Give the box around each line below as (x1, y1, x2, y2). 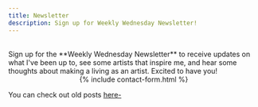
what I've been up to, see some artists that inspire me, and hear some (8, 57, 237, 67)
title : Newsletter (8, 11, 69, 20)
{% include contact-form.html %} (79, 75, 189, 84)
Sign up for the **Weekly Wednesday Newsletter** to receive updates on (8, 49, 251, 59)
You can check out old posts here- (8, 90, 122, 99)
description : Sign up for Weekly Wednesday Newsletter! (8, 19, 197, 27)
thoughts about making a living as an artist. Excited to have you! (8, 66, 217, 75)
